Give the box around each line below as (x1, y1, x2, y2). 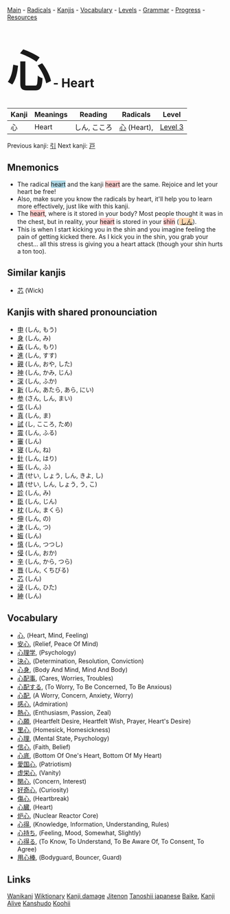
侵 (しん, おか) (16, 549, 57, 557)
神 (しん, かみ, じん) (16, 368, 73, 377)
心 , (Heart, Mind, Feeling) (16, 632, 89, 640)
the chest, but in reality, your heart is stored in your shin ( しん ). (16, 217, 197, 225)
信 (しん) (16, 403, 42, 411)
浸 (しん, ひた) (16, 583, 57, 592)
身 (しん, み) (16, 334, 51, 342)
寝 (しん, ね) (16, 446, 51, 454)
